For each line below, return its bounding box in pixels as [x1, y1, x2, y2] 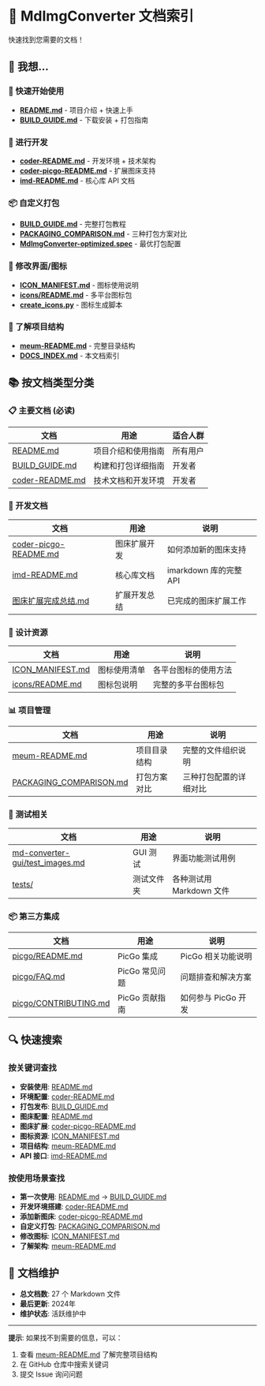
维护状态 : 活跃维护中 [19, 1309, 87, 1318]
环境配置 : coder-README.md [19, 1092, 115, 1101]
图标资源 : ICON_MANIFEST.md [19, 1131, 120, 1141]
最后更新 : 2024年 [19, 1298, 77, 1308]
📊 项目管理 [8, 705, 51, 716]
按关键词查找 [8, 1063, 58, 1074]
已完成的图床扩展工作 [166, 595, 247, 606]
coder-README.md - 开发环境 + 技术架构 [19, 155, 156, 166]
